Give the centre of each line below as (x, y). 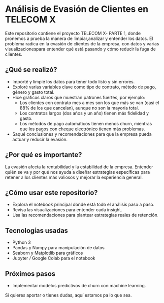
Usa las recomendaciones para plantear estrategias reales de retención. (85, 215)
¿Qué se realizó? (31, 70)
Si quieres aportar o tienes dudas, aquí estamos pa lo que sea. (68, 295)
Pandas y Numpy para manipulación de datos (58, 248)
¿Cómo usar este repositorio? (51, 193)
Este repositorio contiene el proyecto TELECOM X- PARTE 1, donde (73, 33)
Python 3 (21, 242)
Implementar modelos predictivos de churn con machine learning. (79, 285)
